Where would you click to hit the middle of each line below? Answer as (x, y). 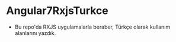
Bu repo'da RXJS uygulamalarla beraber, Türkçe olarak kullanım (92, 27)
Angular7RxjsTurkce (57, 11)
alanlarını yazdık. (35, 33)
